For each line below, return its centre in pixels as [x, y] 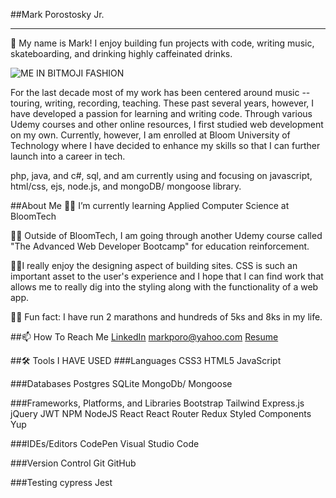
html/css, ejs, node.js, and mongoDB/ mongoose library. [126, 186]
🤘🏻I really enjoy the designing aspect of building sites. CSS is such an [154, 265]
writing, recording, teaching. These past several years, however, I [179, 103]
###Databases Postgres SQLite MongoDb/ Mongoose [121, 383]
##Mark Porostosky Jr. [57, 14]
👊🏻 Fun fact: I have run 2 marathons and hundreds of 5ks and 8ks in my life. [166, 317]
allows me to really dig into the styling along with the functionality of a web [164, 287]
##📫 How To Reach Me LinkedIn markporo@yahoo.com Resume [144, 337]
